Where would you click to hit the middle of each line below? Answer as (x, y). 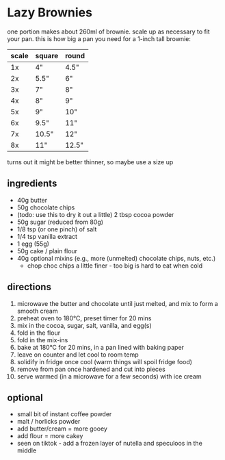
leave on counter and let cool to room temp (78, 355)
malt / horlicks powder (49, 422)
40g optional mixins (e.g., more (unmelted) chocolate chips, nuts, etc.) (116, 258)
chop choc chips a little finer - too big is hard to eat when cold (115, 266)
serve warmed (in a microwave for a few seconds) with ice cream (109, 376)
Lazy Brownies (50, 13)
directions (29, 287)
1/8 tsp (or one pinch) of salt (57, 229)
